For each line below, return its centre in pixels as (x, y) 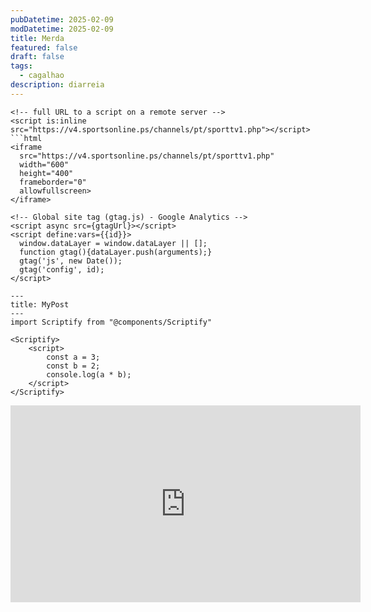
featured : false (44, 47)
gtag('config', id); (62, 269)
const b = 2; (73, 366)
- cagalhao (42, 76)
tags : (21, 66)
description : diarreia (57, 85)
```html (26, 138)
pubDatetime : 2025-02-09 (62, 19)
